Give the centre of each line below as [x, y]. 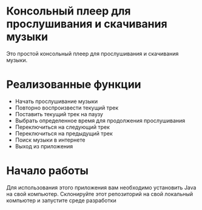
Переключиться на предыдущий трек [64, 133]
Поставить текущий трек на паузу [59, 114]
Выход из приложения [44, 146]
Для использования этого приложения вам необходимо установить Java [101, 187]
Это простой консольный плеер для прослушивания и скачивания [93, 53]
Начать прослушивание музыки [56, 101]
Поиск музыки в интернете [50, 140]
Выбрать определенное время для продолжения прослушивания [100, 120]
